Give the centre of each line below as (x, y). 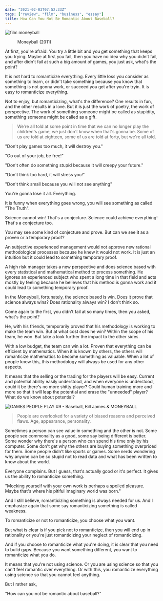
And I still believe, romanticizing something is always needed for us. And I (79, 500)
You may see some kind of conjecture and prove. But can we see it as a (77, 232)
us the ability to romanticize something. (45, 477)
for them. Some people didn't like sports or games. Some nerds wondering (80, 452)
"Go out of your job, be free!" (34, 156)
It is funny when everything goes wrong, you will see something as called (79, 203)
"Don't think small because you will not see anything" (59, 184)
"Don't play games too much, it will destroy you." (54, 146)
